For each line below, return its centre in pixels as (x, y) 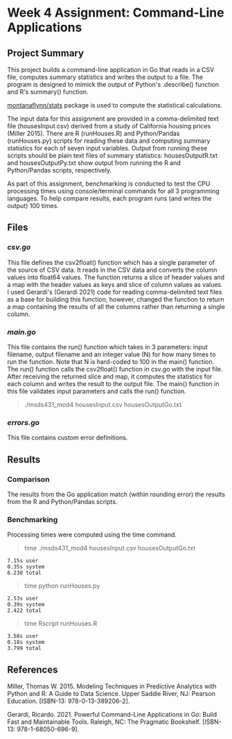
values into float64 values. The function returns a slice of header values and (116, 277)
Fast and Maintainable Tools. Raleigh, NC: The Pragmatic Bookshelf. (104, 722)
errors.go (24, 422)
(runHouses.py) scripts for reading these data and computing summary (109, 141)
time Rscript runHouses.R (61, 624)
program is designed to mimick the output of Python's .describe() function (113, 84)
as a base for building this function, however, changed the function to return (116, 299)
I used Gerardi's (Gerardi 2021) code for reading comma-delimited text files (115, 292)
